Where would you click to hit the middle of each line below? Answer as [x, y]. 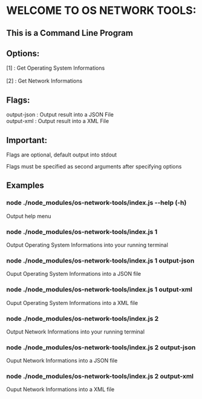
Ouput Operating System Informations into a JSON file [74, 274]
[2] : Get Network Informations [44, 81]
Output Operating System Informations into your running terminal [87, 245]
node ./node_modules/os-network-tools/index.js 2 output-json [101, 347]
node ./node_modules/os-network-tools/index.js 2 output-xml [100, 377]
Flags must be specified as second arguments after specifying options [94, 167]
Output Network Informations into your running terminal [76, 332]
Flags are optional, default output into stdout [61, 155]
